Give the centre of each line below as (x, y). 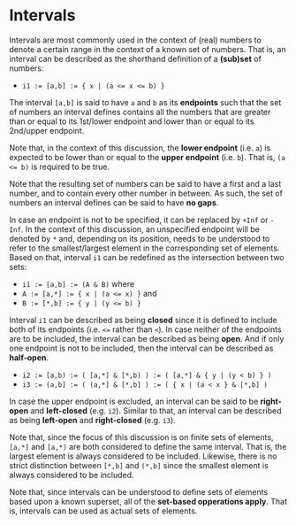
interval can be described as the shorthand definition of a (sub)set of (136, 58)
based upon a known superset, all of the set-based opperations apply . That (148, 501)
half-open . (29, 357)
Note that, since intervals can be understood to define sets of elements (139, 491)
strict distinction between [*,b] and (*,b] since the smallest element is (139, 465)
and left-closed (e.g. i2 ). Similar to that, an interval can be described (156, 410)
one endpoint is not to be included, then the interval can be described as (141, 348)
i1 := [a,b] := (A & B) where (78, 283)
